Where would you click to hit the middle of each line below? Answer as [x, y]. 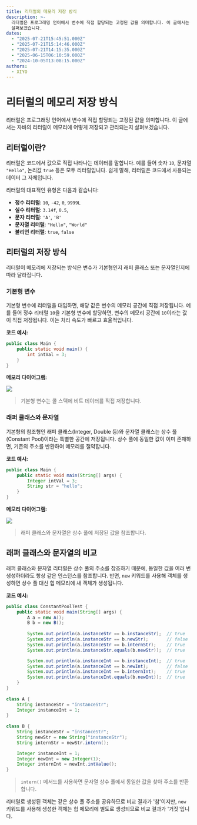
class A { [18, 699]
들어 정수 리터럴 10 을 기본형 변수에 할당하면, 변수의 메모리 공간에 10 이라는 [96, 313]
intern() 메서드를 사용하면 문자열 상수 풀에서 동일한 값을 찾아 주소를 [99, 782]
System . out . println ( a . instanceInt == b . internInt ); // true [106, 672]
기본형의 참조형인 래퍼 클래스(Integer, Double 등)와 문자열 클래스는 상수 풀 [92, 431]
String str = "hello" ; [55, 486]
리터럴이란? [26, 147]
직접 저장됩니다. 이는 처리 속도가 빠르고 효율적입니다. [73, 320]
